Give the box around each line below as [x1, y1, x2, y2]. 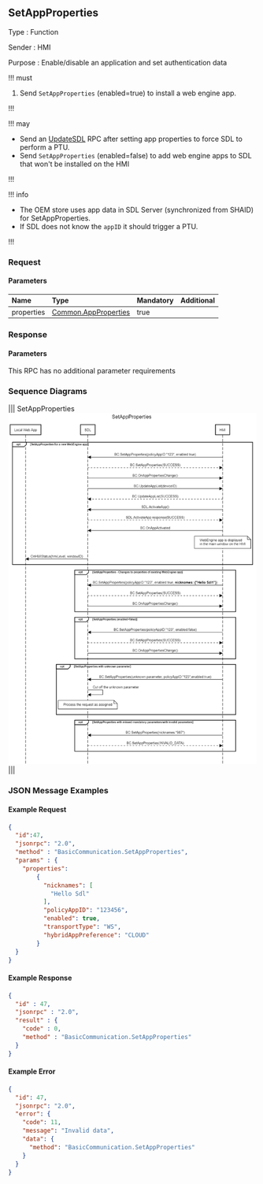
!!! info [8, 189, 29, 199]
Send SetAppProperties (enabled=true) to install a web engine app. [19, 88, 237, 98]
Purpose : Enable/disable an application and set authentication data [8, 58, 228, 67]
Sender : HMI [8, 43, 51, 52]
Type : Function [8, 27, 59, 36]
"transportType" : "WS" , [43, 923, 122, 931]
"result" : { [15, 1016, 58, 1025]
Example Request [8, 804, 67, 814]
